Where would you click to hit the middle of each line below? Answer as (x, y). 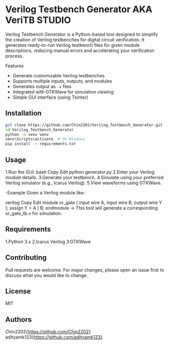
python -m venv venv (27, 134)
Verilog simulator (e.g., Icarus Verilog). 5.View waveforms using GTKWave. (83, 183)
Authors (19, 319)
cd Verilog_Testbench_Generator (39, 130)
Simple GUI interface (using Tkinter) (50, 97)
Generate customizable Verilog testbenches (59, 75)
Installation (23, 113)
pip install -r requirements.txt (41, 144)
